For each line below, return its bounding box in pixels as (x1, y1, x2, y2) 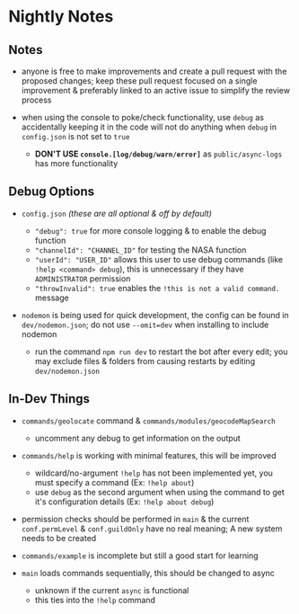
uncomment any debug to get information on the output (34, 432, 242, 443)
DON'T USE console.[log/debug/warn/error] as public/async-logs (34, 148, 283, 159)
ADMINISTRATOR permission (34, 272, 131, 284)
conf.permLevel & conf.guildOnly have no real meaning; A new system (21, 523, 283, 534)
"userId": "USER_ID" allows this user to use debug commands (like (34, 254, 284, 264)
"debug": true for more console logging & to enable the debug (34, 225, 267, 236)
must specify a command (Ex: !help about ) (34, 476, 195, 487)
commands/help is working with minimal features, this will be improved (21, 449, 277, 460)
